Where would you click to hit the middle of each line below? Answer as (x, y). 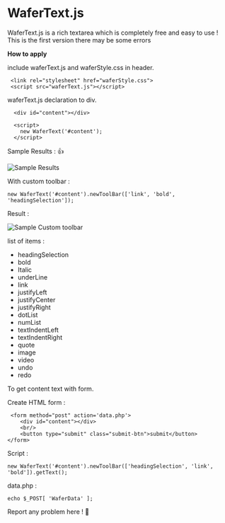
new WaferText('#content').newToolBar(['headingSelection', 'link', (110, 466)
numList (29, 322)
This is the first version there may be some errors (79, 40)
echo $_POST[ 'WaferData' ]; (50, 498)
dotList (28, 315)
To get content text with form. (51, 389)
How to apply (27, 54)
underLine (33, 277)
